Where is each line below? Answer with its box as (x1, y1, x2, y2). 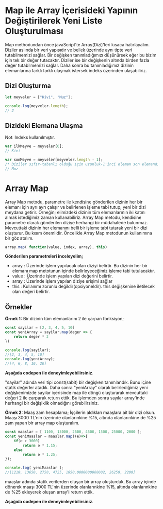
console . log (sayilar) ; (5, 348, 51, 352)
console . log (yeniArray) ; (5, 356, 55, 362)
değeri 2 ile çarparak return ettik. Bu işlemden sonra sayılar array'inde (5, 395, 145, 401)
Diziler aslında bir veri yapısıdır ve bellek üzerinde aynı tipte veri (5, 47, 132, 53)
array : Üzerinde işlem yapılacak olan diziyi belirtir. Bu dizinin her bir (12, 263, 148, 269)
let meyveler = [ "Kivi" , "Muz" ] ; (5, 95, 73, 99)
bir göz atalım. (5, 235, 34, 241)
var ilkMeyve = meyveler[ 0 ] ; (5, 144, 64, 149)
